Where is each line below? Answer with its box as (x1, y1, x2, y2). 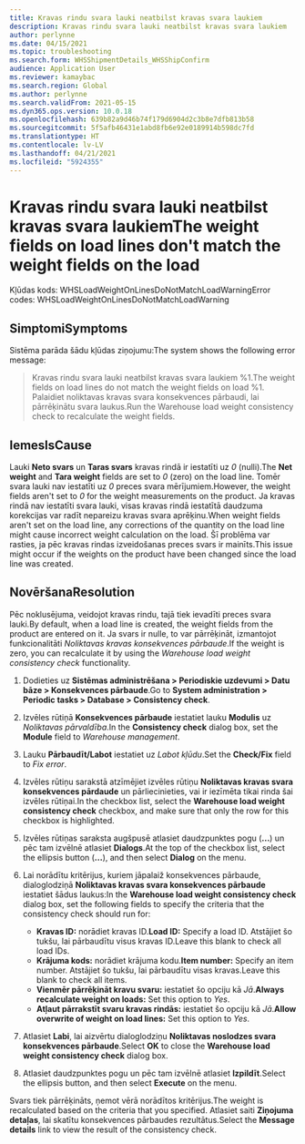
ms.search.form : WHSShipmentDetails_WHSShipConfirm (9, 56, 209, 65)
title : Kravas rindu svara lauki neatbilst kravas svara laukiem (9, 13, 262, 23)
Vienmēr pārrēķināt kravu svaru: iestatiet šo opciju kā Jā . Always (36, 984, 285, 995)
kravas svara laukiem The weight (9, 216, 259, 237)
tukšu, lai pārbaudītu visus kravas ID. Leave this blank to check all (36, 935, 282, 946)
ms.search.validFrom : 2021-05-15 (9, 97, 137, 107)
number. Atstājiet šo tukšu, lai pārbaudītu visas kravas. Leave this (36, 965, 280, 975)
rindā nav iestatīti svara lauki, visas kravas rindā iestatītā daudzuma (9, 500, 263, 511)
